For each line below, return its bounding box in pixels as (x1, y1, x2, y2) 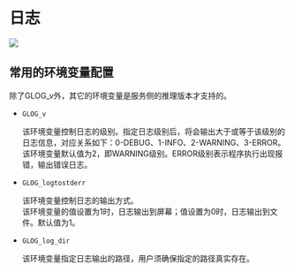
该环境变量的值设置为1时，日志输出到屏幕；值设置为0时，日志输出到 (21, 206, 271, 216)
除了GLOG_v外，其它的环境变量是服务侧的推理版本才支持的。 (9, 90, 232, 101)
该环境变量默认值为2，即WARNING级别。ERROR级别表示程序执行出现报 (21, 147, 283, 159)
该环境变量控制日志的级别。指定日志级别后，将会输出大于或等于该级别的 (21, 125, 285, 137)
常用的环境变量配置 (9, 65, 114, 80)
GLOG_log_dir (21, 236, 71, 246)
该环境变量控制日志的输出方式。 (21, 195, 139, 206)
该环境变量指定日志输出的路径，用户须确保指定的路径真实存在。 (21, 253, 254, 263)
